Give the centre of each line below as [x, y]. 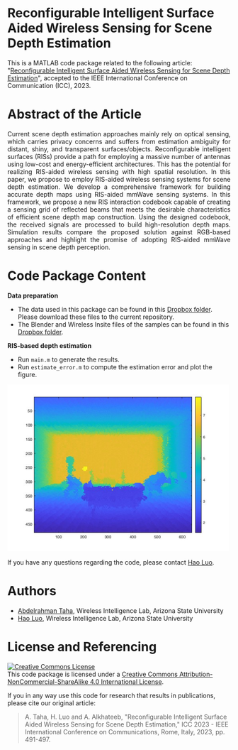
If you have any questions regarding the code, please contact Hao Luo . [111, 562]
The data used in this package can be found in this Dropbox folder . [115, 309]
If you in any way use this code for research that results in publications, [112, 695]
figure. [27, 374]
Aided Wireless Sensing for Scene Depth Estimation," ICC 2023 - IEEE [126, 724]
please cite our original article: [51, 703]
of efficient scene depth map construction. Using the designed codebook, [119, 217]
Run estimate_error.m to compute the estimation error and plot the [115, 366]
